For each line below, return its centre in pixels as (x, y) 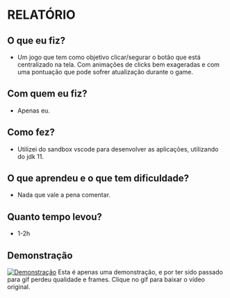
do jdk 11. (30, 156)
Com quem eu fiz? (48, 94)
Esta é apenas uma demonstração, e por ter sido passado (141, 272)
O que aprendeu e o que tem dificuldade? (98, 178)
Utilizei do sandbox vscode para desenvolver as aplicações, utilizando (118, 149)
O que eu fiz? (36, 41)
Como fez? (31, 132)
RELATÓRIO (41, 15)
